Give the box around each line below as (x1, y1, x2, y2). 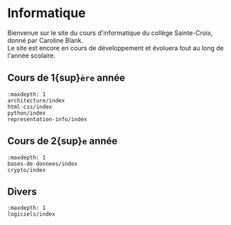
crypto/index (7, 166, 46, 174)
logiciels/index (7, 211, 55, 218)
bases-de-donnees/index (7, 160, 78, 167)
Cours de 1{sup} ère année (7, 72, 126, 84)
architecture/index (7, 97, 65, 104)
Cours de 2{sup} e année (7, 135, 118, 147)
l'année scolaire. (7, 51, 55, 60)
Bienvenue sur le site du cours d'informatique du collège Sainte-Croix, (7, 28, 213, 37)
